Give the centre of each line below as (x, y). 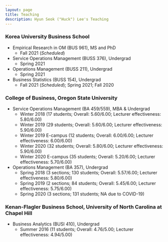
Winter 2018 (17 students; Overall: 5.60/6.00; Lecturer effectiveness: (91, 114)
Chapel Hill (19, 213)
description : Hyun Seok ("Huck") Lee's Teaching (57, 19)
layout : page (19, 10)
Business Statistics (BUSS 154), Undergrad (57, 79)
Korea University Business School (47, 37)
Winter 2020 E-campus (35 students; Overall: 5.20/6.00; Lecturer (88, 156)
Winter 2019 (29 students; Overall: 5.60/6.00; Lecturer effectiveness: (91, 125)
